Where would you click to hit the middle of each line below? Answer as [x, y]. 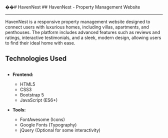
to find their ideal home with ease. [40, 43]
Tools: [19, 109]
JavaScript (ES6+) [39, 100]
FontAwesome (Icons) [42, 119]
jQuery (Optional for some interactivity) [60, 130]
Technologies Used [36, 59]
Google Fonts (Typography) [48, 124]
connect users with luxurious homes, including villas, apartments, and [77, 27]
